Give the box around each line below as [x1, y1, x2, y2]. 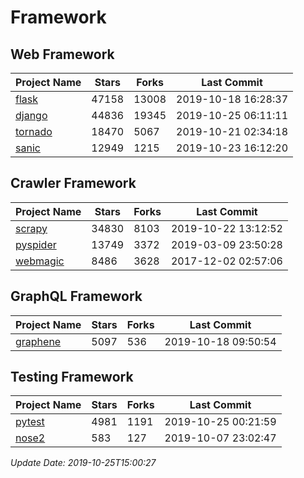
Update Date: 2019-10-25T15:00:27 [10, 457, 157, 469]
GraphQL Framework [10, 288, 143, 305]
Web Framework [10, 46, 115, 63]
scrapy [15, 221, 48, 235]
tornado [15, 125, 53, 138]
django [15, 109, 48, 122]
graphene [15, 334, 62, 348]
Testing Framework [10, 369, 134, 386]
